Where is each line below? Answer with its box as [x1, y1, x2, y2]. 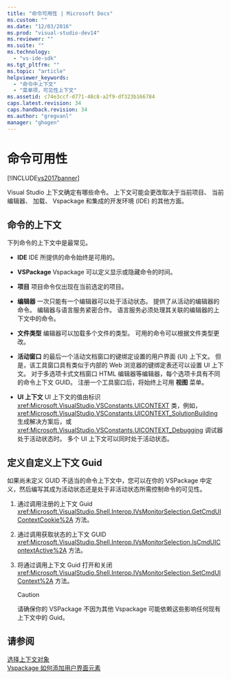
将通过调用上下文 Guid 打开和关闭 [16, 561, 113, 569]
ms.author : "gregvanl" [7, 112, 72, 119]
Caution [16, 591, 40, 599]
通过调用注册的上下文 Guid [16, 500, 93, 508]
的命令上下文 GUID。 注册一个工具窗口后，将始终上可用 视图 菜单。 [16, 378, 208, 387]
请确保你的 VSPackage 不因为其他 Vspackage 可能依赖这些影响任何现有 [16, 605, 221, 614]
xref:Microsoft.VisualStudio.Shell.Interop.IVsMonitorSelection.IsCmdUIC [16, 538, 221, 547]
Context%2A [16, 577, 54, 585]
